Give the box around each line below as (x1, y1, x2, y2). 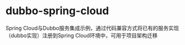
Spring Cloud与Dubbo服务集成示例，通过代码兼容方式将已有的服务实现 (5, 24, 179, 31)
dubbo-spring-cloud (5, 4, 109, 18)
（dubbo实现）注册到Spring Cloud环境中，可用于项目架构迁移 (5, 31, 158, 39)
